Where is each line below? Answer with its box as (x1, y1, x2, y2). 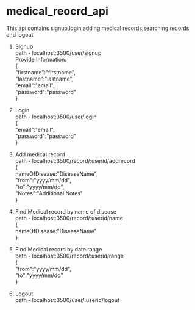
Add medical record (15, 151, 65, 158)
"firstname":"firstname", (15, 68, 76, 76)
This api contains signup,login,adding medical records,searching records (6, 24, 190, 32)
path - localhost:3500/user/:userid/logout (15, 296, 120, 303)
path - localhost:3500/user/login (15, 113, 97, 120)
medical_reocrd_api (6, 4, 108, 18)
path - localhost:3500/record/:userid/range (15, 252, 124, 259)
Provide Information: (15, 56, 67, 63)
